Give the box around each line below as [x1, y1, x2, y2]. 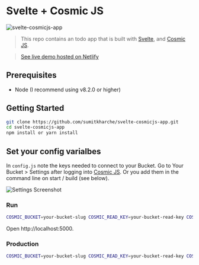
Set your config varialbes [6, 146, 101, 157]
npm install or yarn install [6, 130, 78, 136]
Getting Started [6, 103, 65, 113]
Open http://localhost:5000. [6, 225, 74, 232]
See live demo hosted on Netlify [20, 53, 99, 60]
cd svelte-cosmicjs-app [6, 124, 65, 130]
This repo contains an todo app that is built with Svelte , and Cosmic [20, 35, 186, 42]
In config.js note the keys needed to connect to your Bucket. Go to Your [6, 162, 184, 169]
